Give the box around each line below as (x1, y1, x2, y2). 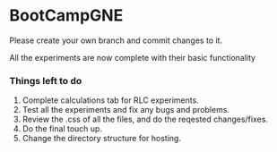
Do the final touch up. (22, 123, 103, 134)
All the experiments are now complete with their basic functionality (9, 52, 256, 63)
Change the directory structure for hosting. (22, 133, 182, 144)
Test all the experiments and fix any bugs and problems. (22, 105, 230, 115)
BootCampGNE (9, 5, 124, 26)
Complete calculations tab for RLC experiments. (22, 95, 199, 106)
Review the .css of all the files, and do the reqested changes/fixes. (22, 114, 269, 125)
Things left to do (9, 74, 82, 87)
